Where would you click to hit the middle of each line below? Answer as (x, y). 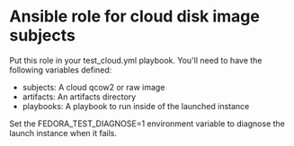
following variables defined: (61, 70)
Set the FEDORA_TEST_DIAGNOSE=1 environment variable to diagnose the (147, 124)
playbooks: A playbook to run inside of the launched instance (136, 106)
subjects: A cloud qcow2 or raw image (94, 87)
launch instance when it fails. (63, 133)
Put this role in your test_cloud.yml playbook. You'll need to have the (136, 60)
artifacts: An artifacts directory (79, 97)
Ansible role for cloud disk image (135, 17)
